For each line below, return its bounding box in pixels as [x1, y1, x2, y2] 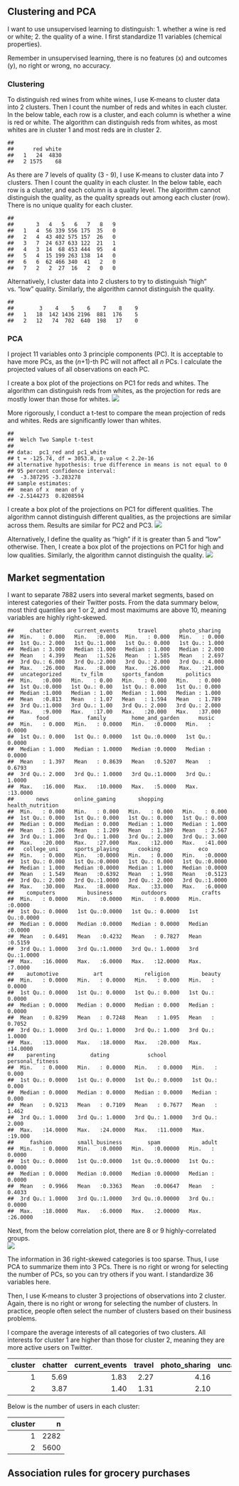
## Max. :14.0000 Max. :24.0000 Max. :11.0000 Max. [7, 1126, 205, 1134]
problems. [7, 1314, 37, 1323]
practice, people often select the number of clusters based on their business [7, 1307, 232, 1315]
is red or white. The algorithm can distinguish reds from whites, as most [7, 118, 218, 127]
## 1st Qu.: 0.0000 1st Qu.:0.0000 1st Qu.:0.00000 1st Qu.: [7, 1158, 215, 1165]
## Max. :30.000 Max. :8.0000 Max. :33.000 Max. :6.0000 [7, 883, 228, 890]
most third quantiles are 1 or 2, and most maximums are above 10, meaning [7, 606, 226, 614]
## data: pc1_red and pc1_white [7, 449, 107, 456]
